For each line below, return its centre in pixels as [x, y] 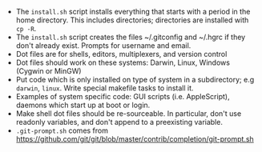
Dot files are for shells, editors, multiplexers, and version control [121, 54]
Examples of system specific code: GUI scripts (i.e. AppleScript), [123, 96]
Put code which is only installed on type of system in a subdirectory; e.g [135, 80]
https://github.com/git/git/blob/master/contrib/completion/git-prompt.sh [135, 139]
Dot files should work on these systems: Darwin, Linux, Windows [123, 62]
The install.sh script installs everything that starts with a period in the [133, 12]
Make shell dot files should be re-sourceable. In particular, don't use [129, 114]
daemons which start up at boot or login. [83, 105]
